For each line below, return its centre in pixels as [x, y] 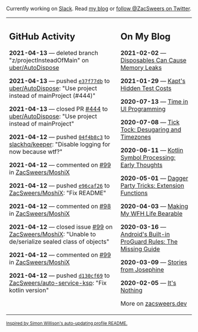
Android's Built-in [145, 234]
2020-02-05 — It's [148, 282]
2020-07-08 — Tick [150, 122]
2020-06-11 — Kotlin [152, 150]
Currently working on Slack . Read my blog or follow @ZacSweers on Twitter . [99, 9]
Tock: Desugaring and [151, 129]
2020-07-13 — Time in [154, 101]
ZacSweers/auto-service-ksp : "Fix [58, 282]
